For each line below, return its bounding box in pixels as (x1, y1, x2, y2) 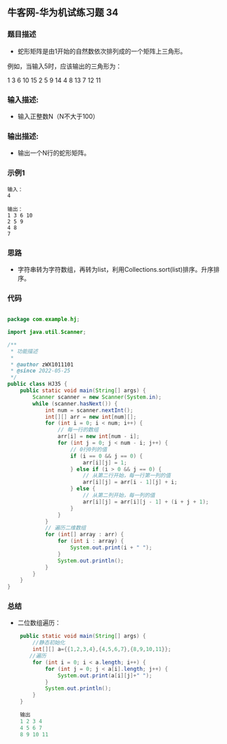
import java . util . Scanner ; (7, 329, 86, 336)
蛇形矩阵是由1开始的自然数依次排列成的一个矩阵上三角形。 (17, 46, 187, 55)
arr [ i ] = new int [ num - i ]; (57, 433, 140, 440)
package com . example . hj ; (7, 316, 80, 323)
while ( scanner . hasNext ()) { (32, 400, 118, 407)
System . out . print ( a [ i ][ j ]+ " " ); (57, 672, 153, 679)
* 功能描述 (10, 348, 39, 355)
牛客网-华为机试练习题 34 (7, 6, 119, 19)
